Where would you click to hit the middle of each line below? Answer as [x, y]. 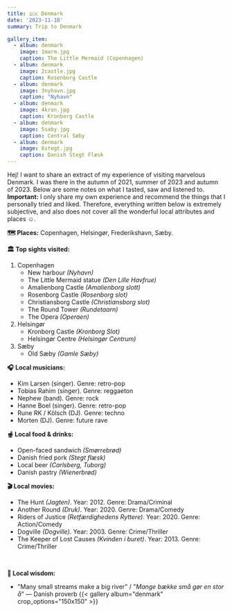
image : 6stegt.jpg [46, 149]
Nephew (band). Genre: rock [58, 398]
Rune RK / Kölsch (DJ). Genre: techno [71, 413]
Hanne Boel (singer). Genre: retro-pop [72, 405]
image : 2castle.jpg [48, 71]
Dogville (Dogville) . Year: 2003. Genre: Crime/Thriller [92, 532]
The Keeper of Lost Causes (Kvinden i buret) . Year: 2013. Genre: [109, 539]
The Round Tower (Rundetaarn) [73, 309]
